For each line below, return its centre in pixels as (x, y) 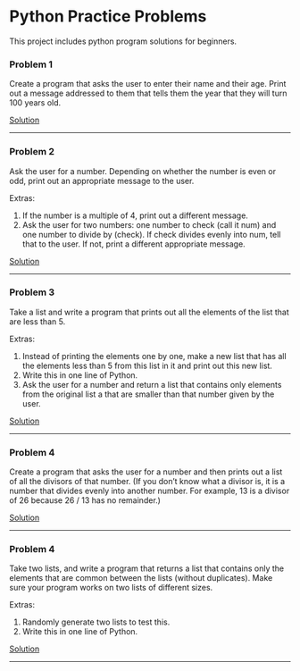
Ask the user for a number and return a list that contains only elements (152, 384)
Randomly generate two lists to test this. (96, 622)
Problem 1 (31, 64)
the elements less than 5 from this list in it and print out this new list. (147, 365)
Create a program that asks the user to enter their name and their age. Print (148, 84)
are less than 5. (37, 321)
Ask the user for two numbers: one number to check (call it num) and (149, 224)
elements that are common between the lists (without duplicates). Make (141, 578)
